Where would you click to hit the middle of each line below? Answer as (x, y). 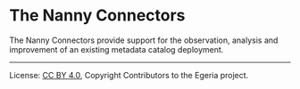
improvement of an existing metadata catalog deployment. (117, 49)
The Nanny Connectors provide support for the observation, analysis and (144, 40)
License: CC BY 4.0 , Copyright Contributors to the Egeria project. (129, 75)
